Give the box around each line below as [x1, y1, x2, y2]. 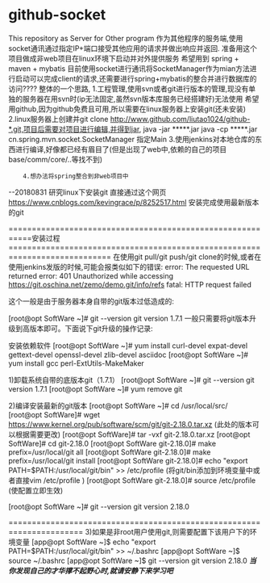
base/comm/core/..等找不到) [8, 154, 103, 164]
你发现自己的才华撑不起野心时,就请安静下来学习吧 [8, 565, 173, 575]
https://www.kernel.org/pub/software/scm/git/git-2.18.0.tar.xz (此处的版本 [8, 419, 252, 429]
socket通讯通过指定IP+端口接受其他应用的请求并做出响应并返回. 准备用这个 [8, 43, 258, 53]
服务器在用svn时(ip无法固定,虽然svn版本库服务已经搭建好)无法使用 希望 [22, 94, 260, 103]
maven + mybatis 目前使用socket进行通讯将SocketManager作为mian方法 [8, 63, 250, 73]
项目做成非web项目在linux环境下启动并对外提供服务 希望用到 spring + [8, 53, 239, 63]
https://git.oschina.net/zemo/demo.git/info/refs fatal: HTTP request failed [8, 279, 251, 289]
